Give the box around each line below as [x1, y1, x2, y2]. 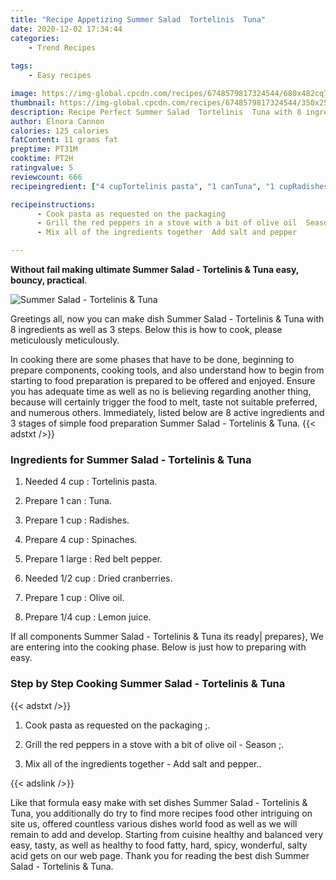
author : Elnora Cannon [10, 116, 105, 126]
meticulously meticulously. [10, 334, 120, 346]
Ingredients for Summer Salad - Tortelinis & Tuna [10, 452, 252, 466]
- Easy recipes [28, 71, 92, 81]
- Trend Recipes [28, 42, 97, 53]
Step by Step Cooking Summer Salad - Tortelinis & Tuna [10, 677, 286, 691]
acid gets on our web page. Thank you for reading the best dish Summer [10, 849, 310, 861]
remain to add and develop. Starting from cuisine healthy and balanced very [10, 828, 324, 840]
